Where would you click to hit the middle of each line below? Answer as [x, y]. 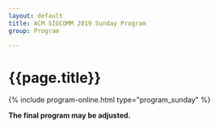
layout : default [36, 16]
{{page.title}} [55, 78]
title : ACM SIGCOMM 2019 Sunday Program [78, 23]
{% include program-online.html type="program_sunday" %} [110, 100]
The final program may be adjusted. [69, 116]
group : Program [34, 31]
